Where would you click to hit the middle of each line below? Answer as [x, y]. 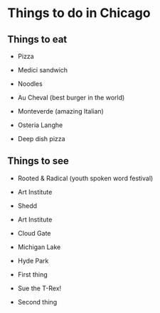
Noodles [30, 84]
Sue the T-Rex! [39, 288]
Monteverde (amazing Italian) [61, 111]
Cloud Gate [34, 233]
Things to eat [37, 39]
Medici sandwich [43, 70]
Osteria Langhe [40, 125]
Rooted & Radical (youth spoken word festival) [85, 178]
